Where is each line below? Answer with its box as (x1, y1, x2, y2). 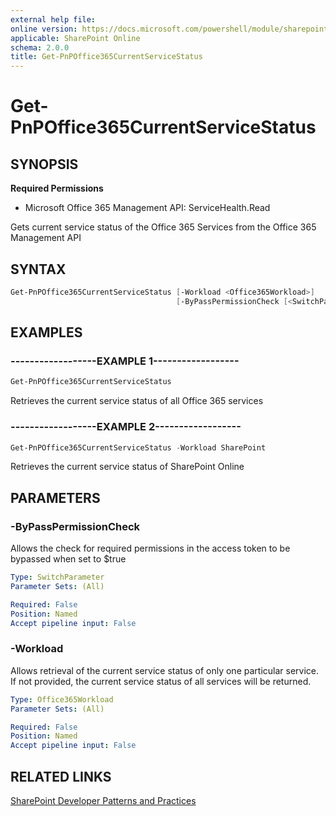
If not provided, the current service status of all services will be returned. (10, 675, 312, 687)
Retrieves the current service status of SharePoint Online (10, 461, 245, 473)
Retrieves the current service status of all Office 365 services (10, 395, 264, 407)
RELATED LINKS (10, 768, 112, 785)
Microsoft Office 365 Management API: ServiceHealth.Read (24, 202, 271, 214)
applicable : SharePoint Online (10, 33, 141, 43)
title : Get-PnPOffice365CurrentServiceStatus (10, 52, 203, 62)
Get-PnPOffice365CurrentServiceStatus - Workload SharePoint (10, 442, 267, 453)
